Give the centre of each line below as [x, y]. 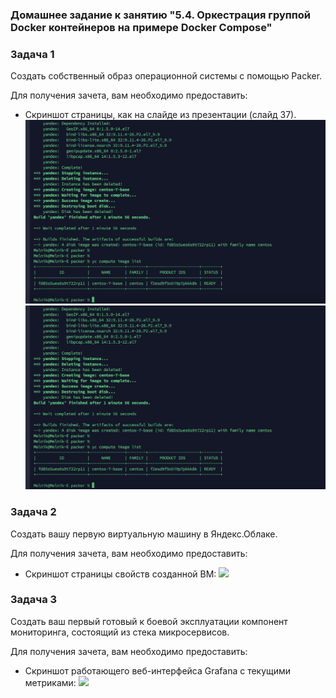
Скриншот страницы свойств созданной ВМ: [120, 574]
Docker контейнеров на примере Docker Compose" [141, 27]
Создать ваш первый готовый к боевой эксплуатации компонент [149, 621]
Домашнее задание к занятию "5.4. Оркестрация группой [161, 15]
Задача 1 [32, 54]
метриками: [50, 682]
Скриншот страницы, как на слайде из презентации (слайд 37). [160, 115]
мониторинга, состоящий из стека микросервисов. [120, 632]
